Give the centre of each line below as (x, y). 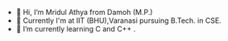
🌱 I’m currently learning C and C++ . (76, 29)
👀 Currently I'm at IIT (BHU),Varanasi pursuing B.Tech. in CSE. (118, 20)
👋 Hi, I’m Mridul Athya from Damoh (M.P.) (84, 12)
